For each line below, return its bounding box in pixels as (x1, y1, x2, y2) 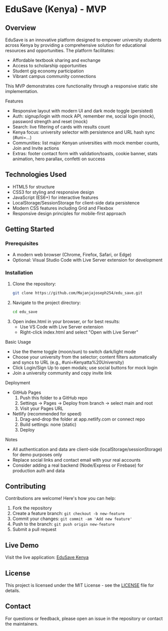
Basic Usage (5, 339, 31, 345)
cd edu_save (12, 309, 37, 314)
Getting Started (5, 225, 54, 234)
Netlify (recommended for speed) (12, 410, 82, 416)
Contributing (5, 482, 46, 490)
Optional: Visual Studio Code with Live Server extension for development (12, 257, 162, 263)
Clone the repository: (12, 280, 56, 287)
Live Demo (5, 541, 39, 550)
